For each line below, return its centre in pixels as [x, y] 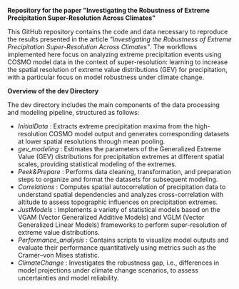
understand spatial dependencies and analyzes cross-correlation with [121, 194]
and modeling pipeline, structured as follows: [73, 112]
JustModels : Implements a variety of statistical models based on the [119, 209]
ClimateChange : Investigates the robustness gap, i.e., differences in [118, 263]
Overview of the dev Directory [53, 91]
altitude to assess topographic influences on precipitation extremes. [118, 202]
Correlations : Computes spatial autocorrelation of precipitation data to [122, 187]
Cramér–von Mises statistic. [59, 255]
